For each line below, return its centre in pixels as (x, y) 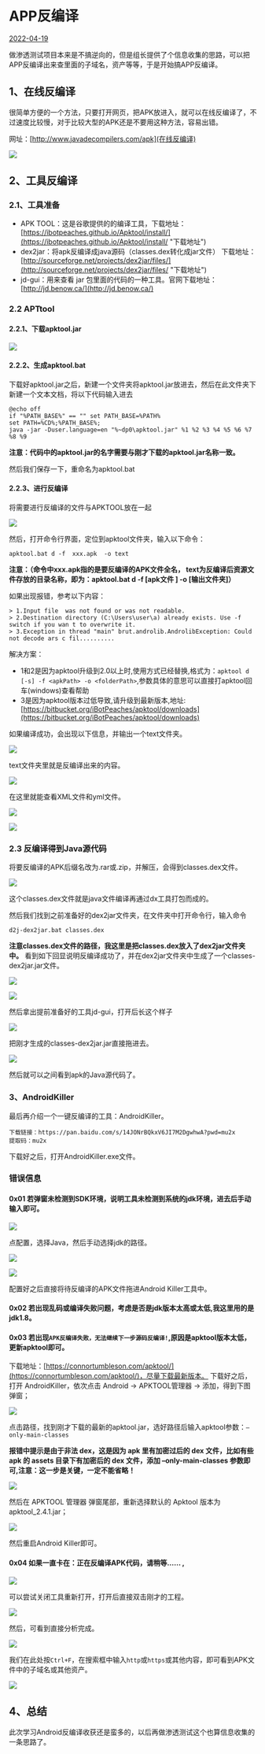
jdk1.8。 (22, 1318)
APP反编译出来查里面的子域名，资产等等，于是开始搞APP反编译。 (116, 65)
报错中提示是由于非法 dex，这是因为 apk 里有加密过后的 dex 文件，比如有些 (131, 1451)
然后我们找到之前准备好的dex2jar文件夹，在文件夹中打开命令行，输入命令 (128, 916)
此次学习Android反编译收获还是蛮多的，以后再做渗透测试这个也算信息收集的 (132, 1732)
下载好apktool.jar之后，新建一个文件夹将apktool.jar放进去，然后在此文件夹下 (132, 384)
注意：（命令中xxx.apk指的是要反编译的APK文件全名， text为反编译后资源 (128, 569)
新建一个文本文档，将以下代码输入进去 (71, 394)
